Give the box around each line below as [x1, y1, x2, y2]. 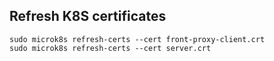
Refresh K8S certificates [9, 8, 167, 25]
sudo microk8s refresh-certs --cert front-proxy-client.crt [9, 34, 266, 44]
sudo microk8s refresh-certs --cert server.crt [9, 43, 212, 53]
